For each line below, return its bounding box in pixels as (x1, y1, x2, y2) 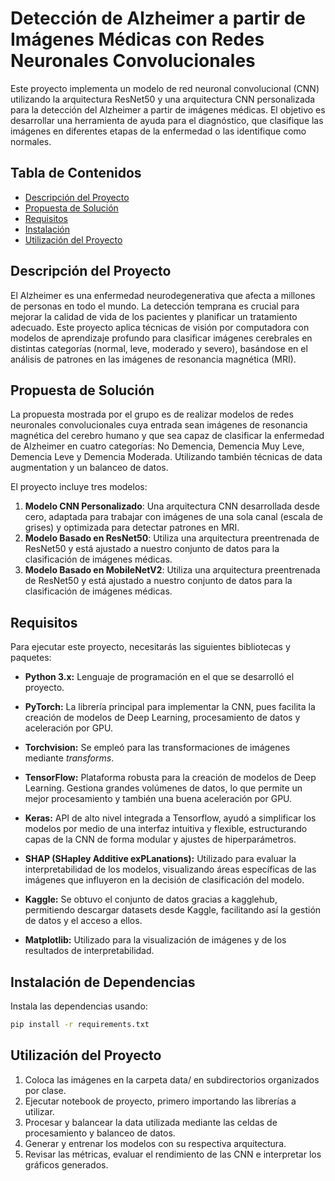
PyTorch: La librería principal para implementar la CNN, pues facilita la (24, 701, 316, 713)
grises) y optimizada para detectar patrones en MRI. (24, 522, 240, 534)
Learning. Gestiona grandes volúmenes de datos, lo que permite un (24, 782, 303, 794)
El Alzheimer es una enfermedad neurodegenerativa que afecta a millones (10, 289, 316, 301)
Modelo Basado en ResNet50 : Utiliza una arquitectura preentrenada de (24, 532, 320, 544)
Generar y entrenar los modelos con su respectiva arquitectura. (24, 1137, 287, 1149)
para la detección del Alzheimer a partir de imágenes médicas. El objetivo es (10, 103, 326, 116)
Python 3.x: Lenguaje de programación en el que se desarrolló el (24, 671, 295, 683)
